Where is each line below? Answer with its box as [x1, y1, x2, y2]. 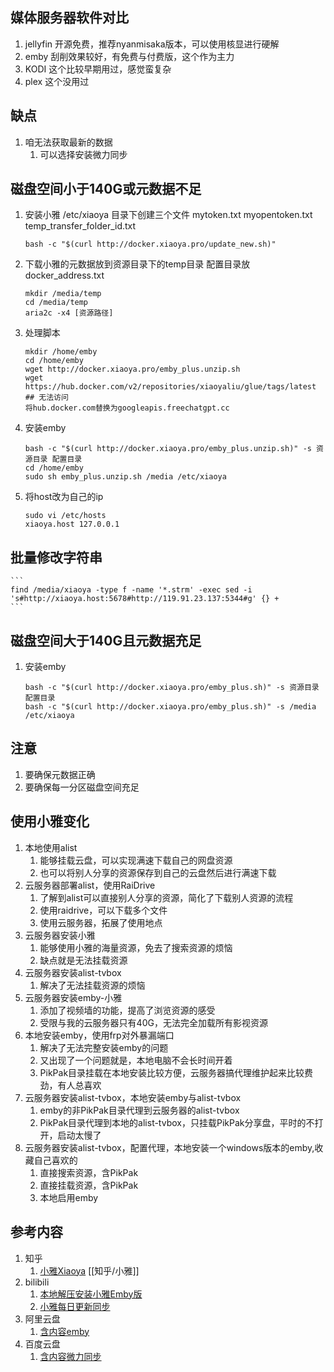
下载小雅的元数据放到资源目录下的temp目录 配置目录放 [24, 258, 251, 270]
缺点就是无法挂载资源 [39, 954, 128, 966]
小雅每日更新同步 [39, 1300, 111, 1312]
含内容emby [39, 1325, 90, 1337]
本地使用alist [24, 841, 78, 853]
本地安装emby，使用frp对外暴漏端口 [24, 1029, 175, 1041]
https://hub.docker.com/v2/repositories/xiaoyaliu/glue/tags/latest [24, 382, 317, 392]
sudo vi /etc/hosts [24, 511, 107, 521]
